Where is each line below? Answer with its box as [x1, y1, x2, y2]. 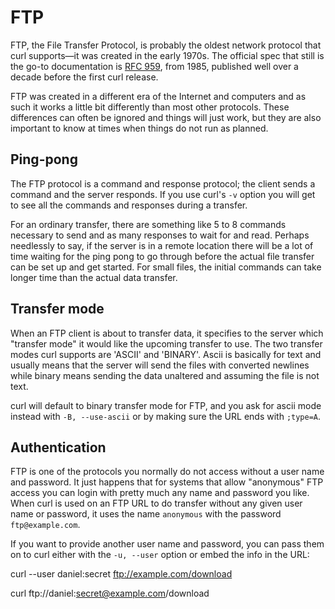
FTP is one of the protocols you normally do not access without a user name [10, 466, 325, 478]
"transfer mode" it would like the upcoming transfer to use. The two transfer [10, 337, 323, 350]
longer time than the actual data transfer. [10, 271, 178, 283]
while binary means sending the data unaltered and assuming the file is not [10, 369, 320, 381]
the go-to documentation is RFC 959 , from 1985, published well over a [10, 60, 299, 72]
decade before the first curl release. [10, 71, 159, 83]
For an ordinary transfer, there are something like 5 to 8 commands [10, 218, 287, 230]
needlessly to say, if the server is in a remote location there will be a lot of [10, 239, 314, 251]
